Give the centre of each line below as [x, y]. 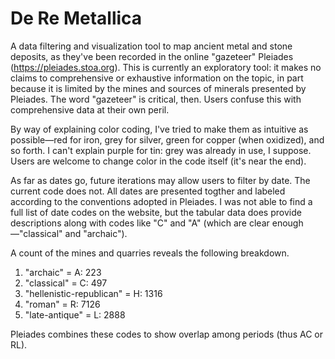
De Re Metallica [76, 18]
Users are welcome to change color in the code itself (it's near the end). [158, 161]
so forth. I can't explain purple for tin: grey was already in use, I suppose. [161, 150]
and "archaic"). [96, 233]
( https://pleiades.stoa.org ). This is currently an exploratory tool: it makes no [166, 67]
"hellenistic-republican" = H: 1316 [93, 293]
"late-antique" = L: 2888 [75, 314]
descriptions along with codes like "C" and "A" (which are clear [140, 223]
